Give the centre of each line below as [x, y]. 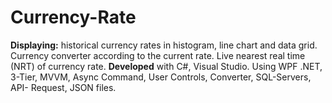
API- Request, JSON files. [63, 87]
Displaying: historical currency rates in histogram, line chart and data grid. [164, 45]
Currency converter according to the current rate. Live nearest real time [158, 55]
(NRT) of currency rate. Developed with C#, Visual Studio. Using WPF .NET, [166, 66]
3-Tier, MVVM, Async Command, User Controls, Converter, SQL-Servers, [161, 77]
